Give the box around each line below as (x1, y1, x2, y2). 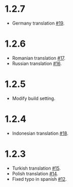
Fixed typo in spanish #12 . (12, 176, 67, 182)
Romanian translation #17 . (12, 55, 65, 61)
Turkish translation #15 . (12, 165, 61, 171)
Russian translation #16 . (12, 60, 62, 67)
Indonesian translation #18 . (12, 130, 69, 136)
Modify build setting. (12, 95, 55, 101)
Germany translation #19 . (12, 20, 65, 26)
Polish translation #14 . (12, 170, 58, 177)
